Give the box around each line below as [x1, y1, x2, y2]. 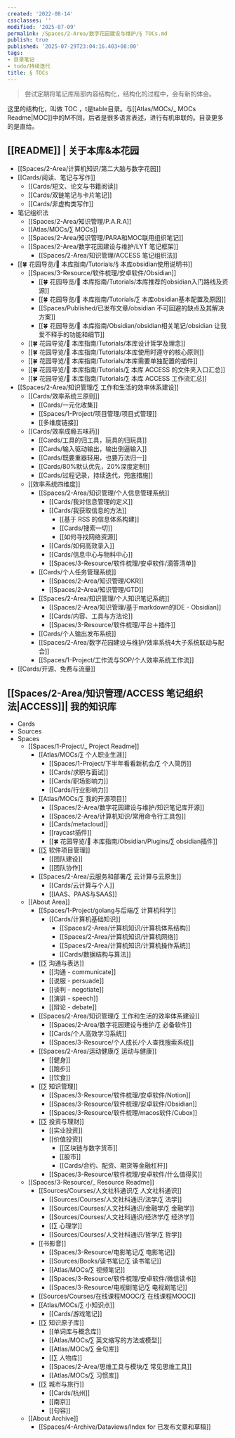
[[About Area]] [27, 898, 70, 907]
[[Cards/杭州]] [48, 1389, 90, 1397]
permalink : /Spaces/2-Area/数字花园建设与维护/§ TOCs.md [7, 30, 168, 37]
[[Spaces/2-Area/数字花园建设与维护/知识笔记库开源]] [48, 803, 205, 812]
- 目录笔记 [7, 56, 35, 63]
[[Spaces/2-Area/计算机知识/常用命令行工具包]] [48, 812, 187, 821]
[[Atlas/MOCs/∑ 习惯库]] [48, 1371, 119, 1380]
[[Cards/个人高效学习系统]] [48, 1029, 127, 1038]
